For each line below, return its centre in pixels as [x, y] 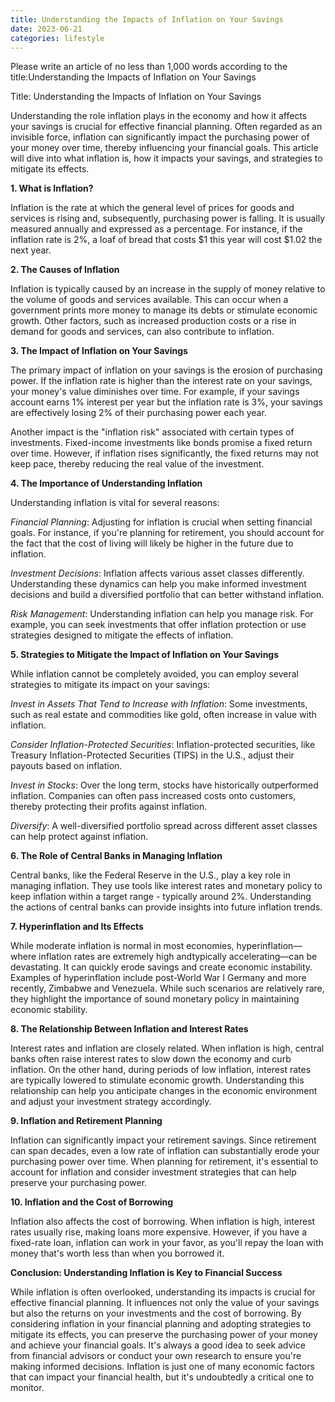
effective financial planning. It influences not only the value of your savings [165, 1303]
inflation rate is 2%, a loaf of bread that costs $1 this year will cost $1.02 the [166, 240]
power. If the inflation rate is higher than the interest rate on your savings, [161, 381]
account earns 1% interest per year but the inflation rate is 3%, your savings [167, 402]
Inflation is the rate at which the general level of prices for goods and [152, 208]
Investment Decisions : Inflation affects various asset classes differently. [157, 573]
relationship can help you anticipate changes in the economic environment [164, 1091]
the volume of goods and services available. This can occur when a [149, 300]
